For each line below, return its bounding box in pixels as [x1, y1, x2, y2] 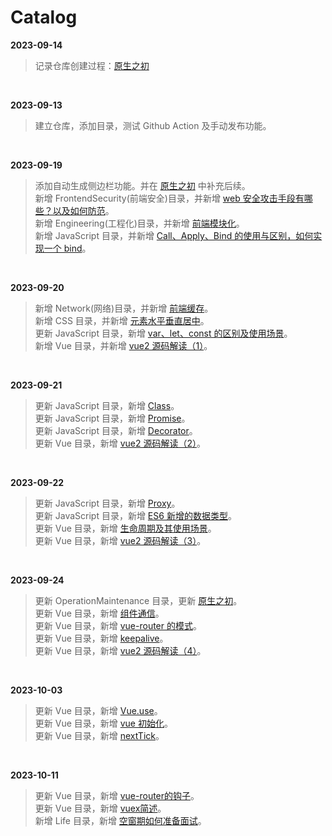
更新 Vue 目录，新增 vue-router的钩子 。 [34, 789, 200, 801]
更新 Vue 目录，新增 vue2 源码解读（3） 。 [34, 534, 207, 546]
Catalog [10, 6, 78, 29]
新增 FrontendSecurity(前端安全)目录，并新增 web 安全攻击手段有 [34, 192, 305, 204]
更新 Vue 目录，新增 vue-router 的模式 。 [34, 619, 202, 631]
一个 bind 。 [43, 242, 92, 254]
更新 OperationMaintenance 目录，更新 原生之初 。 [34, 594, 243, 606]
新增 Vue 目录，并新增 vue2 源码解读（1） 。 [34, 339, 213, 351]
